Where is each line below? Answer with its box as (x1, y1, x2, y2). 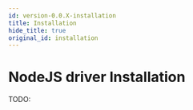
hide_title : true (8, 26, 66, 34)
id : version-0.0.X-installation (8, 11, 116, 20)
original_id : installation (8, 33, 99, 42)
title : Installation (8, 19, 78, 27)
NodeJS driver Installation (8, 69, 186, 86)
